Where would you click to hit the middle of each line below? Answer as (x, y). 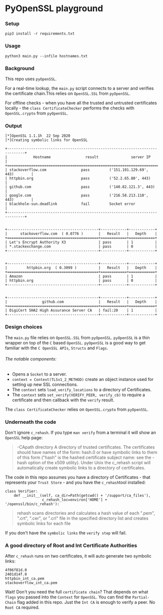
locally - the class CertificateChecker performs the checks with (70, 108)
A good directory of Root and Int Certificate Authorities (71, 545)
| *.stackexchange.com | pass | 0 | (81, 247)
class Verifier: (21, 491)
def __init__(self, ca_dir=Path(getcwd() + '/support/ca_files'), (82, 496)
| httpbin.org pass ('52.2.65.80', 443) (78, 179)
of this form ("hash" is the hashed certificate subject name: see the (84, 457)
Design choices (24, 327)
